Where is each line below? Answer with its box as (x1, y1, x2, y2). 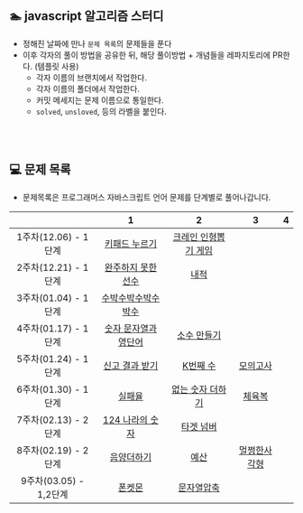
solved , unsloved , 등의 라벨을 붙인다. (35, 106, 167, 117)
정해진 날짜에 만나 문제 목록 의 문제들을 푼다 (22, 38, 172, 49)
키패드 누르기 (104, 238, 158, 250)
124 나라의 (102, 414, 149, 426)
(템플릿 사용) (34, 61, 79, 71)
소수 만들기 (177, 329, 222, 341)
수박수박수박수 (101, 292, 161, 304)
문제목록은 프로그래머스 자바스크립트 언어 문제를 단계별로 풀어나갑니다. (22, 191, 271, 202)
